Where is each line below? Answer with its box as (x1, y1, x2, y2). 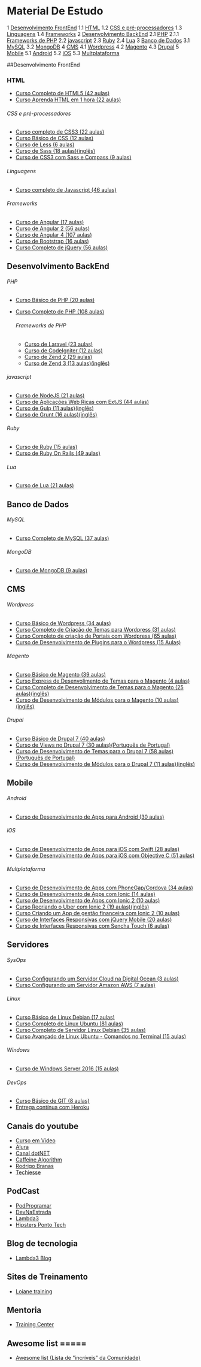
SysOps (7, 956, 26, 964)
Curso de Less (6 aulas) (15, 141, 75, 148)
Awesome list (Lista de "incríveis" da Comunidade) (15, 1354, 141, 1362)
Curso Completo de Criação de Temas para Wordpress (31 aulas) (15, 626, 176, 633)
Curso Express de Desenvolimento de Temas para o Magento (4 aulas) (15, 677, 190, 684)
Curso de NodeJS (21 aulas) (15, 391, 85, 399)
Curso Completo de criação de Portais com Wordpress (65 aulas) (15, 632, 177, 639)
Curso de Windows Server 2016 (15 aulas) (15, 1065, 119, 1072)
